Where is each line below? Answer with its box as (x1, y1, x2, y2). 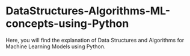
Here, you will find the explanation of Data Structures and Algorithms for (5, 36, 185, 43)
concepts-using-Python (5, 17, 129, 30)
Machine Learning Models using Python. (5, 43, 106, 50)
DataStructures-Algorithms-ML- (5, 4, 171, 18)
